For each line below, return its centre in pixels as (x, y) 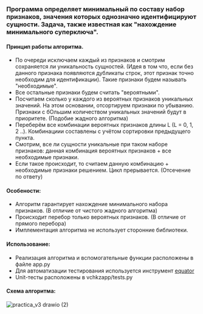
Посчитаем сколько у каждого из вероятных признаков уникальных (104, 99)
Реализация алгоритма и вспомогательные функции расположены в (104, 257)
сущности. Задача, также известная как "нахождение (91, 24)
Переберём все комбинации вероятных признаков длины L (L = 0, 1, (104, 125)
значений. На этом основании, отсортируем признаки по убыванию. (105, 105)
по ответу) (29, 177)
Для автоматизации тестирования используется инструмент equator (105, 271)
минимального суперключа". (52, 32)
